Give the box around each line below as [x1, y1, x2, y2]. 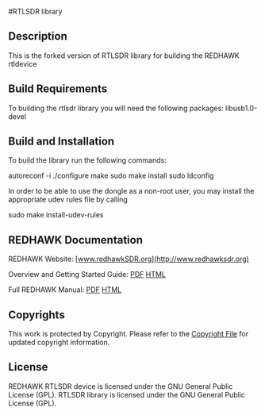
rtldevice [8, 59, 37, 68]
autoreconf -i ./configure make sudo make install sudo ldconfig [8, 171, 214, 181]
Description [8, 29, 67, 43]
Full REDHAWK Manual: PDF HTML [8, 285, 122, 294]
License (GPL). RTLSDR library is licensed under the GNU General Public [8, 390, 246, 399]
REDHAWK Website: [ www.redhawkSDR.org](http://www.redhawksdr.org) [8, 254, 250, 264]
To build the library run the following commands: [8, 156, 167, 165]
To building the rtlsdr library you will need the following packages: [8, 103, 224, 113]
